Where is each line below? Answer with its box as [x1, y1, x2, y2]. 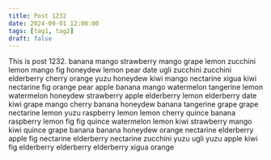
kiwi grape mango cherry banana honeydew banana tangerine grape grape [8, 99, 259, 109]
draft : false [8, 34, 53, 43]
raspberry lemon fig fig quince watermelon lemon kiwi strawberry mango [8, 116, 252, 126]
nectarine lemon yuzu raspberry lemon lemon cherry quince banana [8, 108, 236, 118]
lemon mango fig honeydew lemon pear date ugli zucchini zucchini [8, 65, 232, 75]
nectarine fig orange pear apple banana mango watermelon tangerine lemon [8, 82, 264, 92]
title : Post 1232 [8, 11, 67, 20]
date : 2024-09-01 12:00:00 [8, 19, 100, 27]
